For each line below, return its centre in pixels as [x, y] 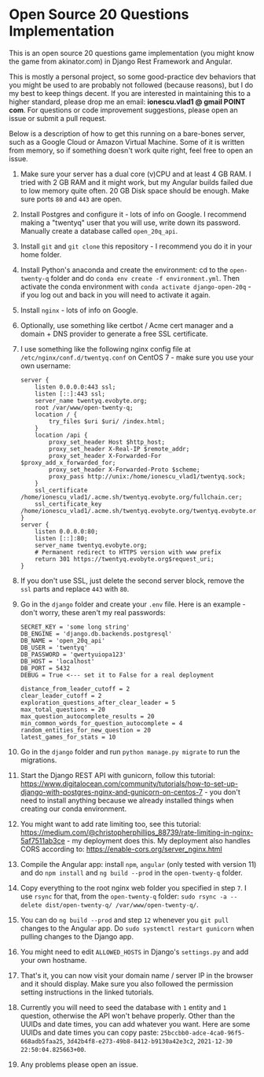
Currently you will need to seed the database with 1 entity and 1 [123, 1007]
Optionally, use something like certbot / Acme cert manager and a [127, 325]
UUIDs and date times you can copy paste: [90, 1032]
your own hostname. [53, 960]
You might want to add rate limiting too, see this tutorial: [110, 824]
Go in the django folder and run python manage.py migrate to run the [130, 751]
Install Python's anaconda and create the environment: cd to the [124, 270]
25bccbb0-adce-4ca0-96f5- [203, 1033]
